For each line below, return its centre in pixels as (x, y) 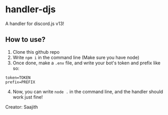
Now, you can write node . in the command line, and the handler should (88, 91)
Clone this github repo (36, 52)
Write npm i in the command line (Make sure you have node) (76, 57)
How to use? (26, 40)
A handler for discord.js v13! (35, 24)
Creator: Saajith (22, 107)
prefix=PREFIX (20, 82)
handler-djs (31, 9)
